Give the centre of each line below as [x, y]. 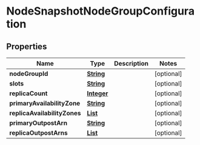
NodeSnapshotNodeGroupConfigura [101, 11]
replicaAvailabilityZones [45, 113]
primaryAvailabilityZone [45, 103]
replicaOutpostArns [38, 133]
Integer [98, 93]
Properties [27, 46]
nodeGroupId [29, 74]
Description [131, 63]
